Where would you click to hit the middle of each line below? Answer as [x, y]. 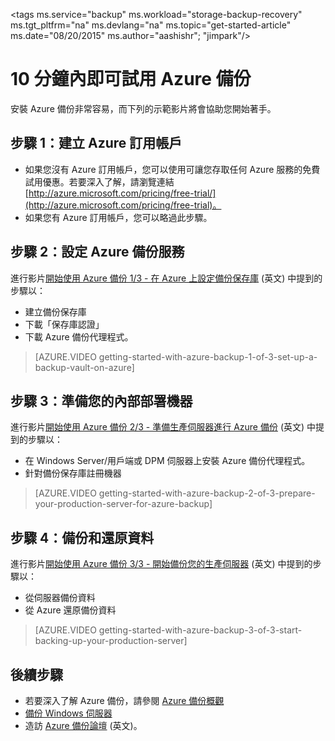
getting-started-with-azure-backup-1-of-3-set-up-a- [208, 356]
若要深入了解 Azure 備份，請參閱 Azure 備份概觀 [124, 700]
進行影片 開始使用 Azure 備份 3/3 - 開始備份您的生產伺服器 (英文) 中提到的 [161, 564]
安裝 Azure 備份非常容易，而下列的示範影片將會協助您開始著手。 [143, 108]
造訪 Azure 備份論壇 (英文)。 [83, 725]
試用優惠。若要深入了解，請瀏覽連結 [99, 181]
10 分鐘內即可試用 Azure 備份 [131, 79]
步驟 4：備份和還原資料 [82, 537]
